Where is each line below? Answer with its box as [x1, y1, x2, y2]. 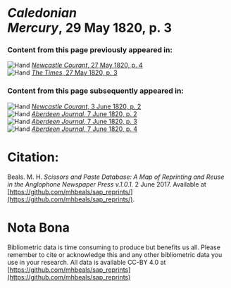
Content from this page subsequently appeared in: [7, 86, 185, 96]
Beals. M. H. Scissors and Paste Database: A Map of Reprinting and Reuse [7, 173, 225, 181]
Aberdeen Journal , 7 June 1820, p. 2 [31, 109, 137, 118]
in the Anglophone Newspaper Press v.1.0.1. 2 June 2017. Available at [7, 180, 206, 188]
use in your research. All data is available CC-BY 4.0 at [7, 258, 166, 266]
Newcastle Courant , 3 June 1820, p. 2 [31, 102, 142, 111]
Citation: [7, 149, 59, 165]
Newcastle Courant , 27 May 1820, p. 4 [31, 61, 143, 70]
